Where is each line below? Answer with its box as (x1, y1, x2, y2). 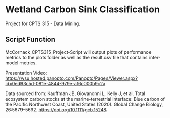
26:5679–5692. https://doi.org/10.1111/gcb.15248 (5, 106, 107, 113)
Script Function (5, 35, 55, 44)
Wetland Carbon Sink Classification (5, 4, 160, 15)
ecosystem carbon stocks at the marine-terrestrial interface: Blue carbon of (5, 96, 165, 102)
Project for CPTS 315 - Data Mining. (5, 20, 80, 27)
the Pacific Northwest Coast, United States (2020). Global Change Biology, (5, 101, 163, 107)
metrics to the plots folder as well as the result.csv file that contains (5, 54, 148, 60)
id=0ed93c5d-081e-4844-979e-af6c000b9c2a (5, 80, 106, 86)
